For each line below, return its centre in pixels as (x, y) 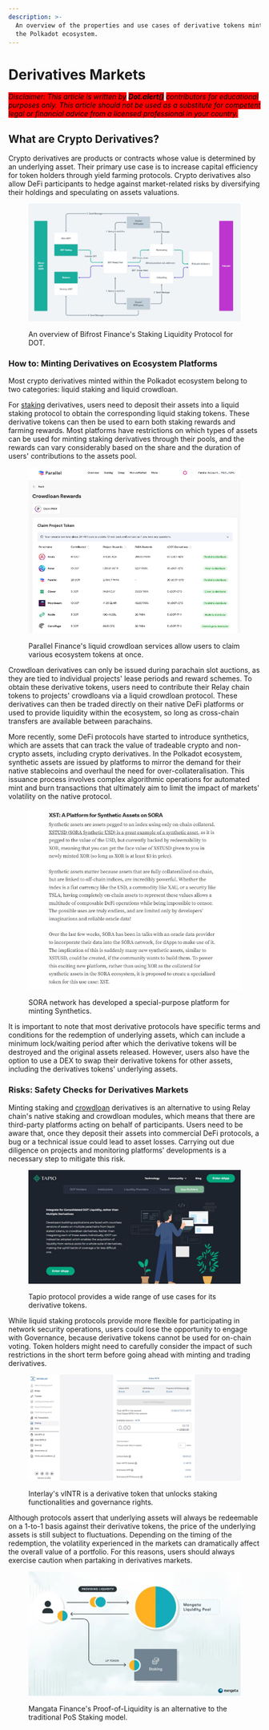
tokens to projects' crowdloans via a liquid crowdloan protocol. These (123, 696)
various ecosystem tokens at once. (86, 654)
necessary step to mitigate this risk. (67, 1158)
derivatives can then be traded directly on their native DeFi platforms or (126, 704)
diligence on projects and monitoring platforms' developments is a (117, 1150)
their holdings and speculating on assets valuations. (94, 192)
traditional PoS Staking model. (78, 1717)
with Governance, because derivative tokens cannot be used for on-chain (130, 1338)
